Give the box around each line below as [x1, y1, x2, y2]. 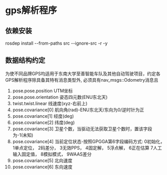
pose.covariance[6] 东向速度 [12, 163, 73, 170]
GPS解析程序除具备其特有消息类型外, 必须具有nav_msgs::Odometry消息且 [5, 77, 158, 83]
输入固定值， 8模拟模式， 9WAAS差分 [12, 151, 92, 157]
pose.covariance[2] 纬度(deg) [12, 119, 75, 125]
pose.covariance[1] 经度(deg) [12, 113, 74, 119]
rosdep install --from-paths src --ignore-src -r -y [5, 40, 108, 46]
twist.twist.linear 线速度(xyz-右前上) [12, 100, 88, 107]
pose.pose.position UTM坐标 [12, 87, 73, 94]
